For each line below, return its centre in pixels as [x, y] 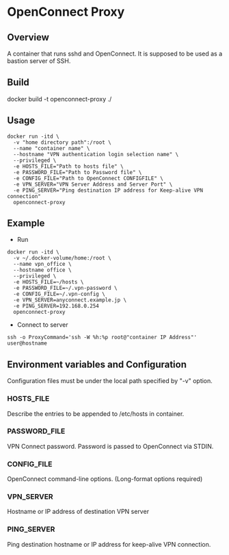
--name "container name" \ [52, 148]
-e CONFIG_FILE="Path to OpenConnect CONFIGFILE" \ [89, 178]
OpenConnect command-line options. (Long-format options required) [105, 479]
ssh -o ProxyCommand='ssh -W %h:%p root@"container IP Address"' [102, 337]
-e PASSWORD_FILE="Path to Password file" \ [78, 172]
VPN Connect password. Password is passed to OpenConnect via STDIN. [110, 446]
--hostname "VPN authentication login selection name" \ [96, 154]
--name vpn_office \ [42, 264]
